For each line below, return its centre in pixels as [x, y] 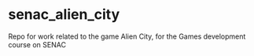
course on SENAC [37, 44]
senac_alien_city [64, 15]
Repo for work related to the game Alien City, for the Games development [127, 36]
